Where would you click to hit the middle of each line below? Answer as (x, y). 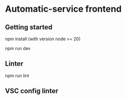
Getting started (29, 27)
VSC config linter (32, 91)
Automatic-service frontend (63, 9)
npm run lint (17, 75)
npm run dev (18, 48)
